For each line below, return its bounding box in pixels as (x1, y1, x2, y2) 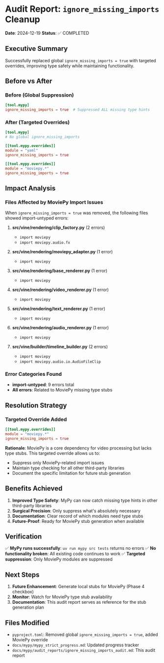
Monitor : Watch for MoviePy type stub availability (12, 594, 113, 600)
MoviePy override (12, 637, 48, 643)
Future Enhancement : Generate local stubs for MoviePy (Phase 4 (12, 584, 145, 589)
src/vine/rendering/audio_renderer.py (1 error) (12, 325, 109, 331)
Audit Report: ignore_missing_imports (5, 3, 160, 15)
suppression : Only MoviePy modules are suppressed (5, 556, 113, 562)
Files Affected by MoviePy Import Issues (5, 198, 104, 205)
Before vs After (5, 77, 52, 85)
